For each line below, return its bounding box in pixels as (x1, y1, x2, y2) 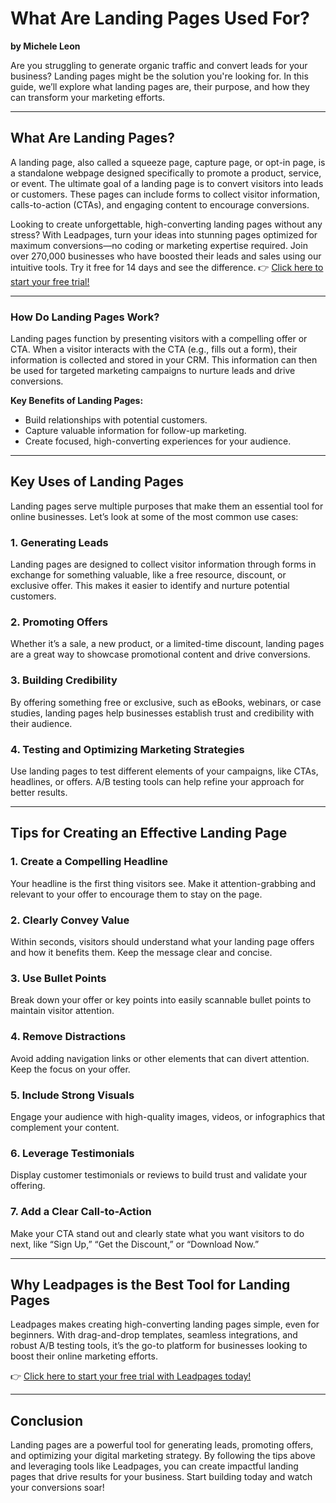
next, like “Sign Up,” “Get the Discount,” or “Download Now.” (10, 1238, 260, 1250)
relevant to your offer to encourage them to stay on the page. (10, 888, 263, 900)
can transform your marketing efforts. (10, 91, 166, 103)
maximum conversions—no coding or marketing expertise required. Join (10, 239, 308, 251)
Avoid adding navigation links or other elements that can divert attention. (10, 1052, 310, 1064)
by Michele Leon (10, 40, 81, 52)
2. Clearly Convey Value (10, 913, 130, 927)
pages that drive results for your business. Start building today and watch (10, 1471, 313, 1483)
